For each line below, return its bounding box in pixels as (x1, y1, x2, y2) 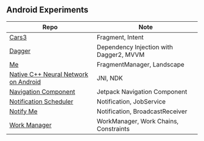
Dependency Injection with (97, 42, 173, 51)
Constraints (97, 124, 130, 133)
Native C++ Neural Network (9, 70, 89, 78)
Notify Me (9, 107, 38, 116)
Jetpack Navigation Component (97, 87, 188, 96)
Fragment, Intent (97, 33, 144, 41)
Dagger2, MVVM (97, 50, 145, 59)
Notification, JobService (97, 97, 166, 105)
